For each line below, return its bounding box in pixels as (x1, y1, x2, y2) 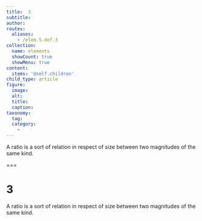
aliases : (11, 31, 34, 37)
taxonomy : (6, 110, 31, 116)
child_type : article (6, 76, 59, 82)
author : (6, 20, 26, 26)
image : (11, 88, 28, 94)
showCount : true (11, 54, 53, 60)
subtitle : (6, 14, 31, 21)
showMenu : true (11, 59, 50, 65)
